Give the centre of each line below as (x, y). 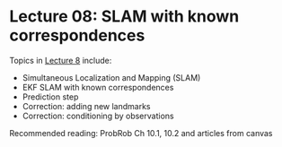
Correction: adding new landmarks (86, 106)
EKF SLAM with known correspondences (98, 87)
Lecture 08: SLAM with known (124, 17)
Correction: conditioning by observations (98, 116)
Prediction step (50, 97)
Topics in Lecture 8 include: (61, 60)
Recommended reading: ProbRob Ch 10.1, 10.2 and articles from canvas (141, 133)
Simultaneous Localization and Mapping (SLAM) (111, 77)
